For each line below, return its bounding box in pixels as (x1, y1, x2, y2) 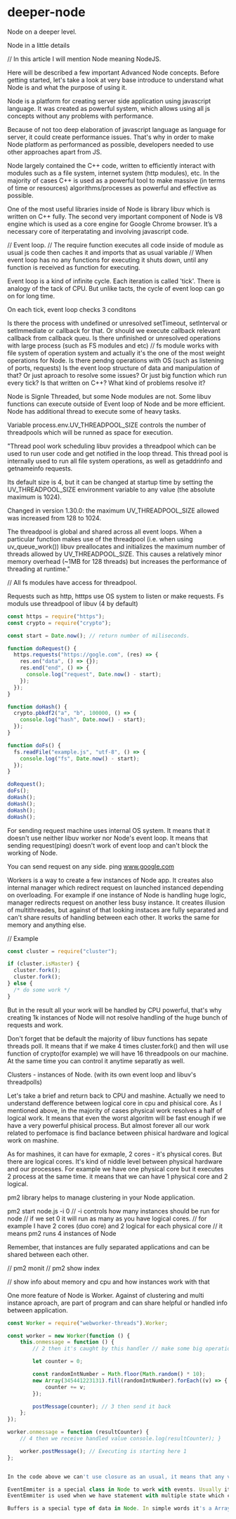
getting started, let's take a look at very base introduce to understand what (7, 75, 224, 84)
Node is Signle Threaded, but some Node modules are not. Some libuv (7, 392, 211, 400)
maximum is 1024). (7, 492, 62, 501)
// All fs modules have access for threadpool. (7, 578, 138, 586)
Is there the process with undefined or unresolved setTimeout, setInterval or (7, 319, 228, 327)
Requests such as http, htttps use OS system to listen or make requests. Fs (7, 591, 224, 600)
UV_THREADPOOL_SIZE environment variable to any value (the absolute (7, 485, 216, 494)
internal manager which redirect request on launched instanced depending (7, 883, 224, 892)
